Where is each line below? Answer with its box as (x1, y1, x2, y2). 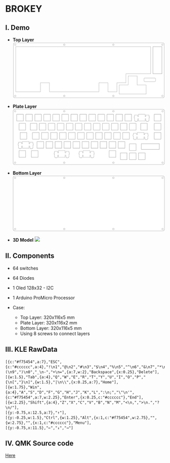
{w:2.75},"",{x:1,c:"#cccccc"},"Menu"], (5, 420, 92, 425)
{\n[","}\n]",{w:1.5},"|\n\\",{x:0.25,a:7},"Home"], (5, 379, 119, 385)
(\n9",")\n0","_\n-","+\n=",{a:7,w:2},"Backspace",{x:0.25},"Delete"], (5, 369, 159, 375)
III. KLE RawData (5, 345, 58, 354)
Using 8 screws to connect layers (20, 330, 90, 337)
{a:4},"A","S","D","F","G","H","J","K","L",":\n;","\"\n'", (5, 389, 135, 395)
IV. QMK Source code (5, 439, 74, 448)
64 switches (12, 265, 38, 271)
